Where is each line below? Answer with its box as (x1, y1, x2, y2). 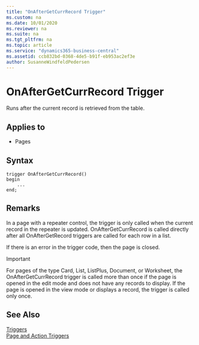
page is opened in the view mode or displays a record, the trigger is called (6, 286, 190, 293)
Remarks (6, 203, 41, 214)
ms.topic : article (6, 43, 52, 49)
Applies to (6, 122, 46, 132)
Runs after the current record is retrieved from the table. (6, 104, 145, 112)
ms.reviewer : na (6, 25, 47, 32)
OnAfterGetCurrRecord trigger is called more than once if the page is (6, 273, 177, 280)
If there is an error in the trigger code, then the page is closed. (6, 244, 160, 251)
